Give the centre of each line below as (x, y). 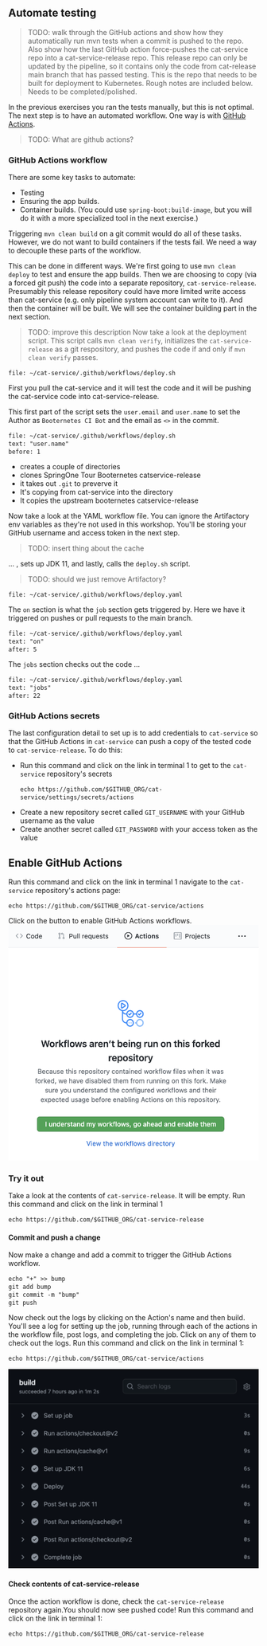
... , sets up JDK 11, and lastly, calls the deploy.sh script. (99, 564)
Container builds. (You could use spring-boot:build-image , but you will (136, 210)
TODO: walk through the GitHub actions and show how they (126, 32)
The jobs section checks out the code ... (74, 664)
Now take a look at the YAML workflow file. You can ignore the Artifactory (129, 516)
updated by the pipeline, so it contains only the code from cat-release (142, 66)
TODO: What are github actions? (81, 139)
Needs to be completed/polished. (82, 92)
